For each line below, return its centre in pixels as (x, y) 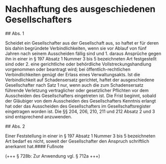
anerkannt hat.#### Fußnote (34, 146)
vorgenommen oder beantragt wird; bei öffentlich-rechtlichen (68, 69)
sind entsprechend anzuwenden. (39, 116)
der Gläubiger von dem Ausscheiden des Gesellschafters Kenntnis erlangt (81, 101)
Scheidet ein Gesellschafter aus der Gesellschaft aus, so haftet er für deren (82, 43)
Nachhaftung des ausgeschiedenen (80, 9)
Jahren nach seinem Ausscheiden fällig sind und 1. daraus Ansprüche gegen (83, 54)
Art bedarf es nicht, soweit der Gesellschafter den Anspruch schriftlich (77, 141)
